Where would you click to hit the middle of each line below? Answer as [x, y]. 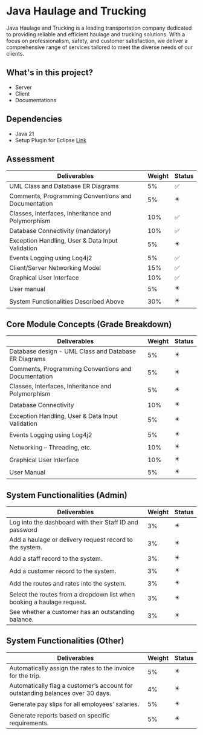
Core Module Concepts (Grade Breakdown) [89, 324]
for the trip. [25, 676]
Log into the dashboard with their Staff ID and [74, 522]
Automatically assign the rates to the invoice [72, 668]
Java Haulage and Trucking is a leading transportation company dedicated [99, 28]
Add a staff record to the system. [56, 558]
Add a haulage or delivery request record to [71, 540]
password [23, 530]
